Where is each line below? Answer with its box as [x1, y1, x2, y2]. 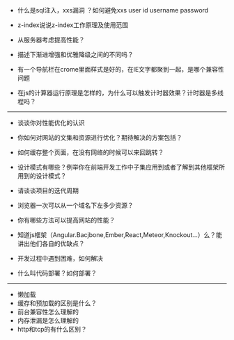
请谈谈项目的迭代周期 [17, 186, 79, 195]
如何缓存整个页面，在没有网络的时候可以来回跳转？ [17, 148, 164, 156]
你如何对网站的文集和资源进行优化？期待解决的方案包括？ [17, 133, 182, 141]
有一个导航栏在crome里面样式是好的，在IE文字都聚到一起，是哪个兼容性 [17, 65, 224, 73]
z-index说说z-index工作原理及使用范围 [17, 21, 129, 29]
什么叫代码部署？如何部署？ [17, 269, 97, 277]
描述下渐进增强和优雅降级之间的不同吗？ [17, 51, 134, 58]
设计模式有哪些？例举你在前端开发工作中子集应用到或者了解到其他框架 [17, 163, 219, 171]
